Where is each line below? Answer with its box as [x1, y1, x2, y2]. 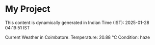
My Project [5, 3, 51, 15]
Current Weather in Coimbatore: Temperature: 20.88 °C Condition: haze [5, 34, 150, 40]
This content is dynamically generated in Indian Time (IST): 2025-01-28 [5, 20, 150, 25]
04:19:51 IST [5, 24, 30, 30]
